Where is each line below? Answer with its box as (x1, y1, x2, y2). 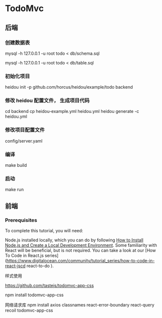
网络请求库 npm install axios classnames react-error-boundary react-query (5, 302, 155, 308)
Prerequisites (5, 217, 37, 223)
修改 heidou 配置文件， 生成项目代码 (5, 97, 90, 104)
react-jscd (5, 263, 26, 269)
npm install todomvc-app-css (5, 292, 64, 298)
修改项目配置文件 (5, 127, 45, 133)
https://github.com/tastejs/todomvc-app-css (5, 283, 94, 288)
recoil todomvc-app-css (5, 307, 53, 313)
